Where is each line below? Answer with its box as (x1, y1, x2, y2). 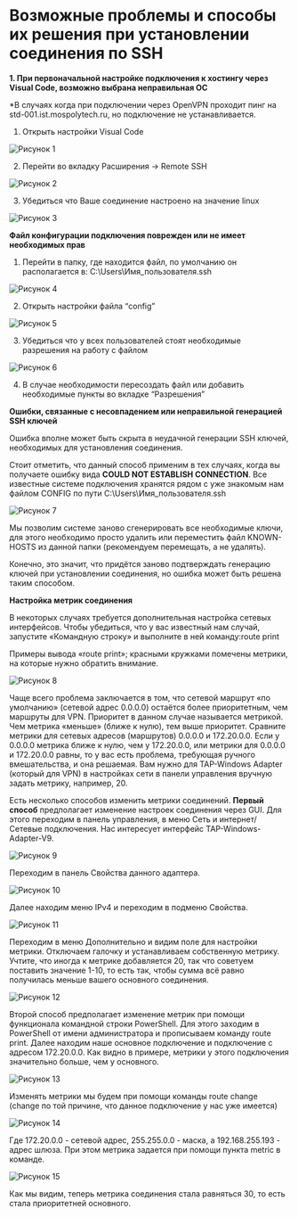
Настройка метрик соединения (9, 595, 133, 605)
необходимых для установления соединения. (9, 442, 183, 453)
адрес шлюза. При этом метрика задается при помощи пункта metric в (9, 1144, 281, 1155)
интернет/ (219, 813, 258, 825)
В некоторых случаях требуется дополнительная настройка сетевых (9, 612, 271, 622)
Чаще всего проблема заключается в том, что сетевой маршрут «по (9, 692, 271, 703)
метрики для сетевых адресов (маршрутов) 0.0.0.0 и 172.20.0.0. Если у (9, 730, 280, 741)
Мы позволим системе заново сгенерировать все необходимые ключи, (9, 522, 284, 533)
